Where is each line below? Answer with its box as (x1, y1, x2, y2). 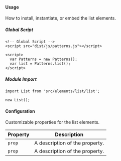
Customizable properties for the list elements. (5, 119, 100, 125)
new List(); (5, 98, 30, 103)
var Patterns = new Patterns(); (10, 57, 78, 62)
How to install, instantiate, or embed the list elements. (5, 15, 116, 21)
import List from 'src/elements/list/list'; (5, 89, 100, 94)
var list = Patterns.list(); (10, 61, 71, 66)
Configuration (5, 108, 35, 114)
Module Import (5, 76, 37, 82)
